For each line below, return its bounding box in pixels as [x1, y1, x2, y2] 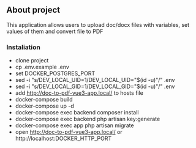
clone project [15, 57, 49, 64]
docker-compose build [15, 96, 73, 103]
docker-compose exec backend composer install [15, 109, 139, 116]
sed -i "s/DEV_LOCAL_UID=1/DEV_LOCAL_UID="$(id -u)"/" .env [15, 76, 175, 84]
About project [6, 5, 60, 15]
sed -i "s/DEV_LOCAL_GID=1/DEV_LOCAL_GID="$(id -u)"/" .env [15, 83, 175, 91]
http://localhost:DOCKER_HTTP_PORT [15, 135, 112, 142]
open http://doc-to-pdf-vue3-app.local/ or [15, 128, 123, 136]
